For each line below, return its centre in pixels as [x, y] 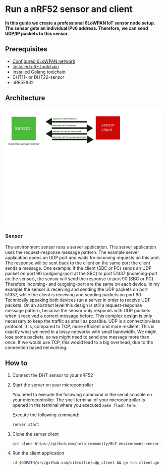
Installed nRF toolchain [36, 66]
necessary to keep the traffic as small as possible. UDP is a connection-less [83, 321]
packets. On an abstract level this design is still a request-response [74, 305]
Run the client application [38, 453]
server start [26, 424]
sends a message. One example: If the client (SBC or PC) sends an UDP [79, 268]
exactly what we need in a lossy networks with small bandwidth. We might [81, 332]
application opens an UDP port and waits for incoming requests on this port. [83, 257]
